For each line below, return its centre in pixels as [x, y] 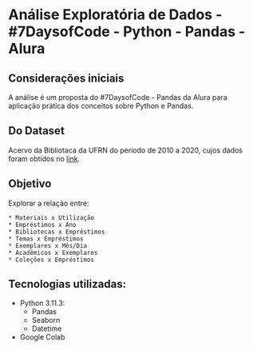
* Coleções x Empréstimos [51, 260]
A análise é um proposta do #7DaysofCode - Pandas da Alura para [118, 97]
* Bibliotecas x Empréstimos [57, 232]
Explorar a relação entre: [49, 203]
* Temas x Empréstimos [46, 239]
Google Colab [42, 337]
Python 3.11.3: [42, 303]
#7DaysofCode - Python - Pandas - [127, 32]
